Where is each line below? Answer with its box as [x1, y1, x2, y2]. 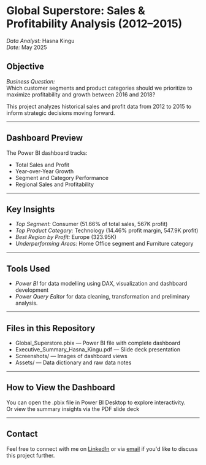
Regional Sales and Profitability [15, 181, 94, 188]
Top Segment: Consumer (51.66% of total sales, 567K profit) [15, 221, 168, 228]
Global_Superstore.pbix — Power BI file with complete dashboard [15, 339, 181, 346]
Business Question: [6, 77, 55, 85]
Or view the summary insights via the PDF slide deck [6, 405, 140, 412]
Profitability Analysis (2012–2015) [6, 17, 183, 31]
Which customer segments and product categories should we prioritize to [6, 84, 193, 92]
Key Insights [6, 204, 55, 214]
